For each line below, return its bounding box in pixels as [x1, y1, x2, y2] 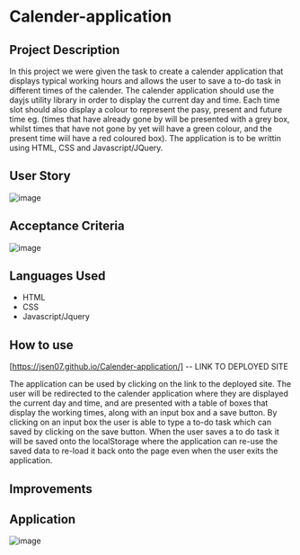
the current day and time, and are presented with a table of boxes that [9, 398, 269, 408]
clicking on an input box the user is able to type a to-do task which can [9, 416, 272, 428]
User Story [9, 168, 71, 184]
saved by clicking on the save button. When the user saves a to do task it [9, 426, 280, 437]
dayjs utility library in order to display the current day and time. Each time [9, 94, 280, 105]
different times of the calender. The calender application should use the [9, 85, 275, 95]
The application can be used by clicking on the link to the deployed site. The [9, 379, 292, 389]
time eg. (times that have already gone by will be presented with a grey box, [9, 114, 290, 124]
